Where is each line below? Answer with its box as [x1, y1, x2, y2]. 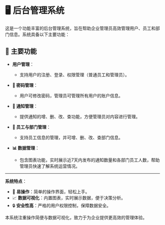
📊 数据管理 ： [12, 145, 40, 151]
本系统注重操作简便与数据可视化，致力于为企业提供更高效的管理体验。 [5, 214, 147, 220]
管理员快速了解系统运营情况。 [19, 163, 80, 169]
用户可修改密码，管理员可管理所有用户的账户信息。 [19, 93, 123, 98]
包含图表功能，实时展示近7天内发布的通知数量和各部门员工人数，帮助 [19, 157, 160, 163]
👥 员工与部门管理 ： [12, 124, 51, 130]
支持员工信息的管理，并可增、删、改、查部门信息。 [19, 134, 123, 140]
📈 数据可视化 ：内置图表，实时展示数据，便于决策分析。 [12, 194, 126, 200]
